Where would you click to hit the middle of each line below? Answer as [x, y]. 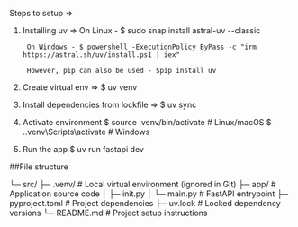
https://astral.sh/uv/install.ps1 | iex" [101, 55]
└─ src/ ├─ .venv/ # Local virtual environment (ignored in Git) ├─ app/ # [143, 184]
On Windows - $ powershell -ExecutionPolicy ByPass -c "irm [142, 47]
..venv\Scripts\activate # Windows [86, 132]
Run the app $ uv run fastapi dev [83, 149]
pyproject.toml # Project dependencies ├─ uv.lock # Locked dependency [145, 203]
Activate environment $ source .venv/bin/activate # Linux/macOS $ [147, 122]
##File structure [39, 167]
